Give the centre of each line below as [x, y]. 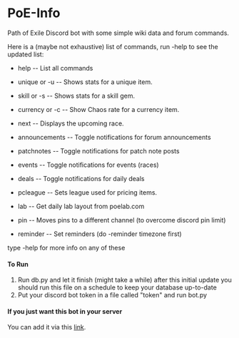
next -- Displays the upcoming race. [71, 123]
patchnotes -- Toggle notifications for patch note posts [98, 150]
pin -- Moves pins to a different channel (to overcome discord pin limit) [122, 220]
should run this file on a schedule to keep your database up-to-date [117, 287]
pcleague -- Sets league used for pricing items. [87, 192]
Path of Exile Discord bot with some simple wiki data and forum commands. [118, 33]
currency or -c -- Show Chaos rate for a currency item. [98, 109]
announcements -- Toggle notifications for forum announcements [115, 137]
